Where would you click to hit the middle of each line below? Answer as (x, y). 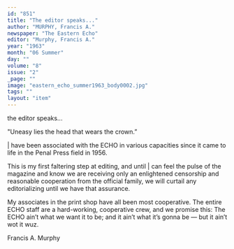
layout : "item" (29, 99)
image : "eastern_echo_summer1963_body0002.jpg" (78, 85)
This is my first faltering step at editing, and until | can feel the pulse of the (114, 166)
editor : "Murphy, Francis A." (51, 40)
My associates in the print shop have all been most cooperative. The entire (115, 202)
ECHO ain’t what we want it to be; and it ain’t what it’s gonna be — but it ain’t (117, 217)
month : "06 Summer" (36, 53)
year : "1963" (26, 46)
